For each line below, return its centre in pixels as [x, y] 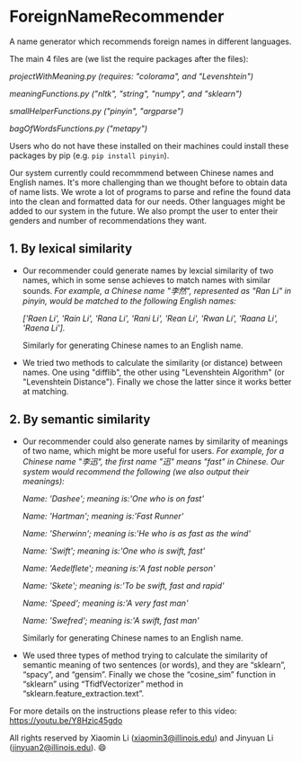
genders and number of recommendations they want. [108, 220]
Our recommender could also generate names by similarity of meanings [155, 441]
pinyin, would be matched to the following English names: [129, 301]
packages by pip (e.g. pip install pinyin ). [89, 155]
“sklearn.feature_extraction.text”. [83, 693]
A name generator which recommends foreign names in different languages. [150, 41]
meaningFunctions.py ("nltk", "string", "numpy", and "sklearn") [126, 93]
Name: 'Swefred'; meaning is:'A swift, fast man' [111, 620]
